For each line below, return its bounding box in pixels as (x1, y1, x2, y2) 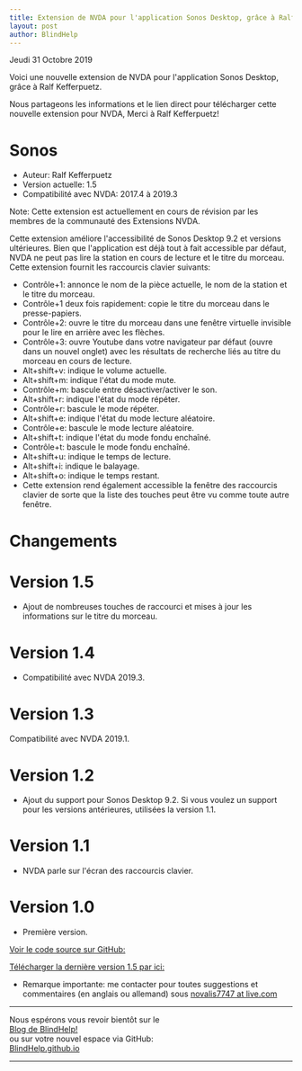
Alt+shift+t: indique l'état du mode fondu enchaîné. (22, 433, 211, 443)
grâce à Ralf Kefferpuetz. (9, 82, 102, 93)
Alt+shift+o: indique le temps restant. (22, 470, 160, 481)
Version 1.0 (9, 897, 95, 917)
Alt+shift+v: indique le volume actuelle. (22, 365, 167, 376)
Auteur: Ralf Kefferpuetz (22, 170, 112, 181)
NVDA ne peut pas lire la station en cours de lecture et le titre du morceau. (9, 253, 285, 263)
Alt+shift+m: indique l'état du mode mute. (22, 375, 177, 386)
